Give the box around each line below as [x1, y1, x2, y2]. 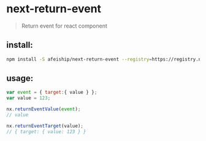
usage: [6, 73, 34, 84]
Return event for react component [21, 22, 107, 29]
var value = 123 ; [6, 95, 51, 101]
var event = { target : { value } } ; [6, 90, 97, 96]
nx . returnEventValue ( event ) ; [6, 106, 81, 112]
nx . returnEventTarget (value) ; [6, 123, 84, 129]
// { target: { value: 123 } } [6, 128, 86, 135]
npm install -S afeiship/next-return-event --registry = [6, 56, 152, 63]
